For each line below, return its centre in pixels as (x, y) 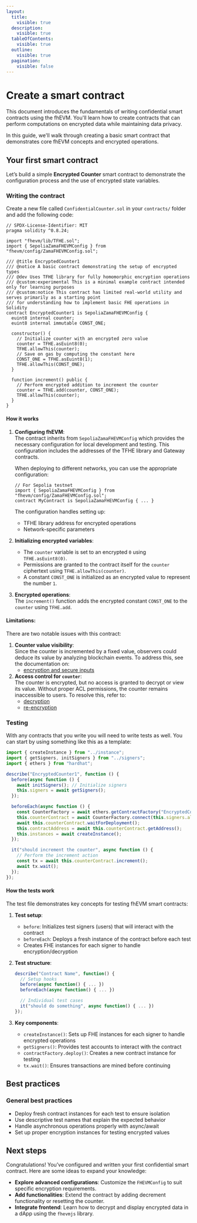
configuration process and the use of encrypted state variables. (83, 181)
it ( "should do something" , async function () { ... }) (87, 1006)
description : (27, 28)
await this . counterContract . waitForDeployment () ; (79, 823)
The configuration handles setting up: (60, 512)
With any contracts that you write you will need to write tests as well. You (94, 736)
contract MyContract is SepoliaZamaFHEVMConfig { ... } (84, 500)
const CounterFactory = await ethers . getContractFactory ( (89, 812)
